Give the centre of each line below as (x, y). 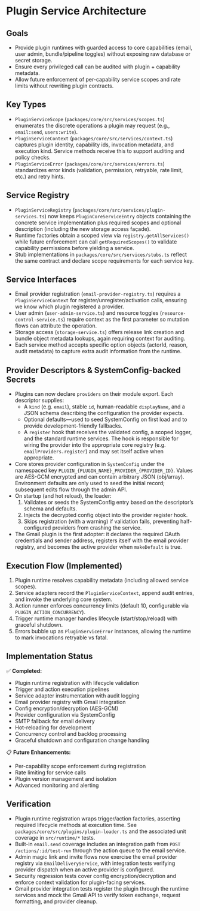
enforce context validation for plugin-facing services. (80, 882)
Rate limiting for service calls (50, 772)
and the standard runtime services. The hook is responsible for (101, 438)
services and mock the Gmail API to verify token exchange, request (98, 895)
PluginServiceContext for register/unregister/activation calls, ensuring (101, 300)
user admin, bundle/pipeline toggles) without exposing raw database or (103, 54)
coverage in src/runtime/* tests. (55, 837)
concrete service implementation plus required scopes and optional (98, 223)
